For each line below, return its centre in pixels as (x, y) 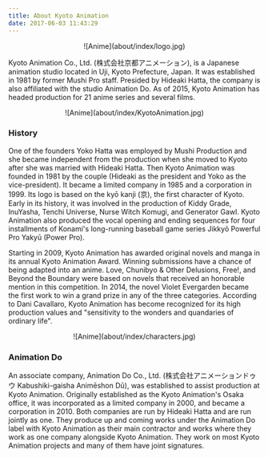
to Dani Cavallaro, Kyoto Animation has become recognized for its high (125, 303)
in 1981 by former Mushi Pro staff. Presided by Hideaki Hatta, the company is (134, 80)
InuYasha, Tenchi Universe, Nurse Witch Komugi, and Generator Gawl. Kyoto (134, 211)
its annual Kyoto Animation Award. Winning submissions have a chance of (130, 261)
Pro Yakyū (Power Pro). (47, 237)
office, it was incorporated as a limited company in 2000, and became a (127, 403)
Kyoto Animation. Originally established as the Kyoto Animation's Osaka (126, 395)
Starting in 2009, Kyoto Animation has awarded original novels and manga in (134, 252)
